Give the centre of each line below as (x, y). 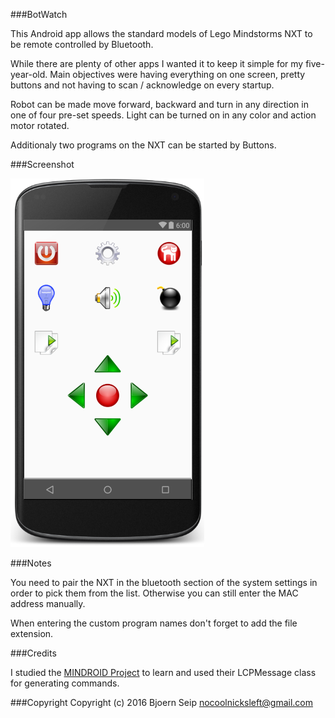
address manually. (48, 603)
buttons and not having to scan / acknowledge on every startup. (142, 85)
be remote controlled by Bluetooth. (82, 44)
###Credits (33, 653)
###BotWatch (39, 14)
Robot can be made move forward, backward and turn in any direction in (159, 104)
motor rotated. (40, 125)
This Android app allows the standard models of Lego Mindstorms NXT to (161, 33)
